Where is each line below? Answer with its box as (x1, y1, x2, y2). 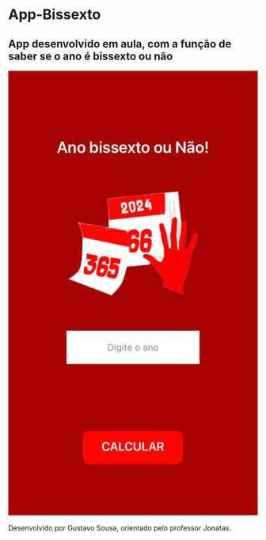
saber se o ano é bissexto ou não (8, 49, 173, 63)
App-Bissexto (8, 6, 101, 24)
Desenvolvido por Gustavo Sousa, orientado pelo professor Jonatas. (8, 523, 232, 532)
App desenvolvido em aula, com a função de (8, 37, 232, 51)
